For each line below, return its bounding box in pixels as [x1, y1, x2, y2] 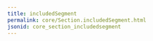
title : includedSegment [7, 10, 78, 17]
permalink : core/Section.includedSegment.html [7, 17, 147, 24]
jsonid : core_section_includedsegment [7, 23, 121, 30]
